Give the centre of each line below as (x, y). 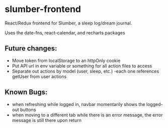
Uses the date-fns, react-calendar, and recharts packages (65, 32)
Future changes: (31, 48)
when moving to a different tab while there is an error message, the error (87, 115)
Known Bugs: (26, 92)
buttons (28, 109)
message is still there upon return (47, 120)
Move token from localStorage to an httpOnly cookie (66, 60)
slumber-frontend (43, 9)
